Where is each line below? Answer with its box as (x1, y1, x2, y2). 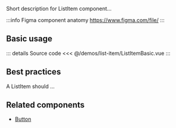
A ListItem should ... (6, 83, 55, 90)
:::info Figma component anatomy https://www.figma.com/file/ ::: (6, 17, 165, 23)
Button (14, 115, 32, 123)
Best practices (6, 67, 61, 77)
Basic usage (6, 34, 52, 44)
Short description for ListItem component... (6, 5, 112, 12)
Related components (6, 100, 85, 110)
